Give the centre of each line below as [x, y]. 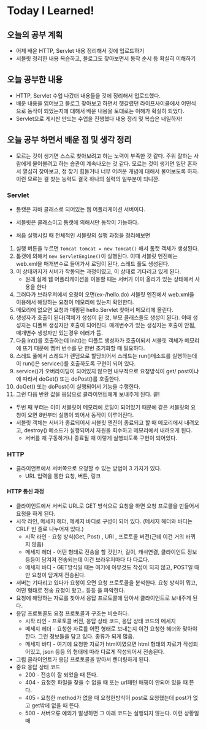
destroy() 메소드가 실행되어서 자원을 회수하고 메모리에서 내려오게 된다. [108, 430]
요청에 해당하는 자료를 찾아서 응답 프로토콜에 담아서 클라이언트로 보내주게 [104, 598]
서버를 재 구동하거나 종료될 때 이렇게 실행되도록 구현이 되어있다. [101, 438]
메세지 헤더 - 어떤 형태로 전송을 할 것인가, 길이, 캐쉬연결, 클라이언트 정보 [111, 552]
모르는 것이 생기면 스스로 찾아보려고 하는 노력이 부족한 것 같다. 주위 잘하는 [104, 156]
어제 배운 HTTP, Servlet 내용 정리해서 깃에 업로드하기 [80, 51]
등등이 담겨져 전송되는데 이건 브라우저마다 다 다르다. [87, 560]
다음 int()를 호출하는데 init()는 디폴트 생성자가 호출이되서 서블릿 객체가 [99, 340]
